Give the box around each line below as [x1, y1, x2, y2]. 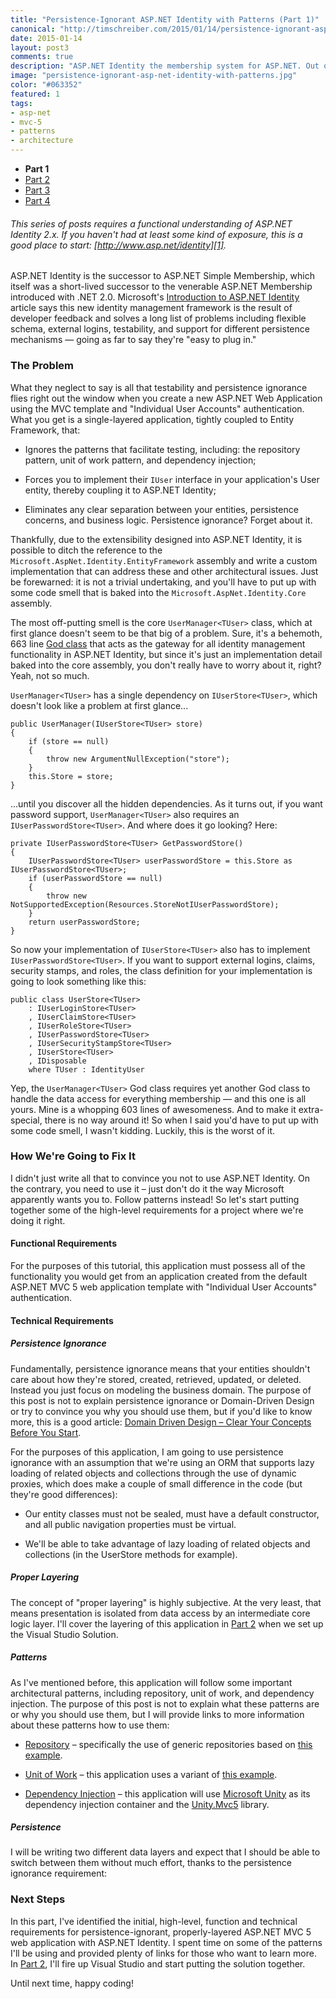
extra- [298, 1103, 324, 1115]
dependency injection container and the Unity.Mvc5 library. [24, 1798, 270, 1810]
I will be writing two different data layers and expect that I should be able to [10, 1846, 321, 1858]
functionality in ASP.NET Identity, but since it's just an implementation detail [10, 648, 323, 660]
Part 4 [24, 195, 51, 206]
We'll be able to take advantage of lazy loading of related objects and [24, 1537, 311, 1550]
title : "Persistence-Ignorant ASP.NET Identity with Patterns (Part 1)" [10, 14, 320, 25]
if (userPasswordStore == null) [28, 873, 163, 883]
